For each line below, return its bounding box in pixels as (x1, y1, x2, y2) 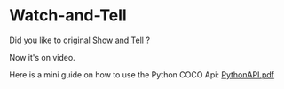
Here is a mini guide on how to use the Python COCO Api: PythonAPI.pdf (9, 69, 275, 80)
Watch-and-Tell (9, 5, 127, 26)
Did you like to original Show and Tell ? (9, 35, 151, 45)
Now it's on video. (9, 52, 75, 62)
